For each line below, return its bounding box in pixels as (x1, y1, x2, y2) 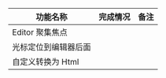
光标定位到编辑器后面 (12, 42, 92, 52)
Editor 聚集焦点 (12, 27, 68, 38)
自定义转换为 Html (12, 57, 79, 67)
